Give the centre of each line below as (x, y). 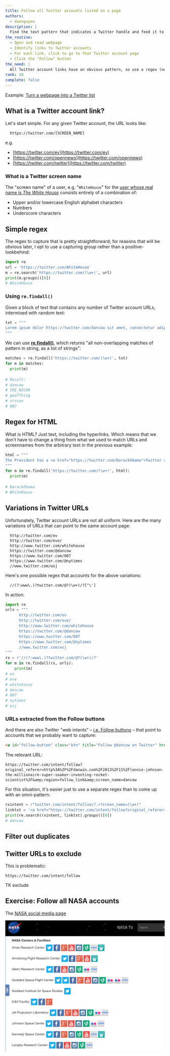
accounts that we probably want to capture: (51, 735)
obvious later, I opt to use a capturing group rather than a (65, 247)
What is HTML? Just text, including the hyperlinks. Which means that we (81, 434)
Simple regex (27, 229)
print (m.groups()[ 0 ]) (28, 278)
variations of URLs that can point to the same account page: (68, 525)
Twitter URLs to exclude (44, 854)
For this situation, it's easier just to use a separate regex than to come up (81, 789)
